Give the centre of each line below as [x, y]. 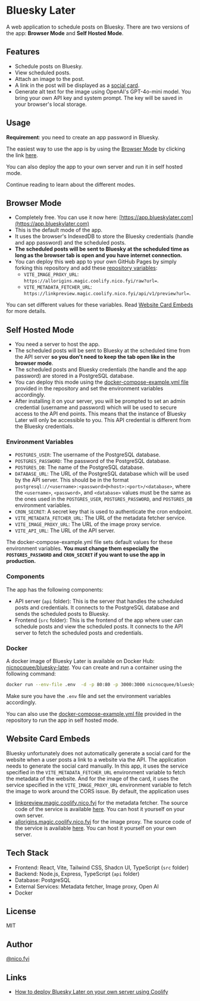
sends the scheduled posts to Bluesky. [62, 614]
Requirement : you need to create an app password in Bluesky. [83, 137]
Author [19, 944]
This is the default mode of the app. [59, 230]
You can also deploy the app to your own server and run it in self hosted [95, 167]
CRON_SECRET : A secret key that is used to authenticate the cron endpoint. [104, 512]
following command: [31, 674]
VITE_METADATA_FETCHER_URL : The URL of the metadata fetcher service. [100, 518]
